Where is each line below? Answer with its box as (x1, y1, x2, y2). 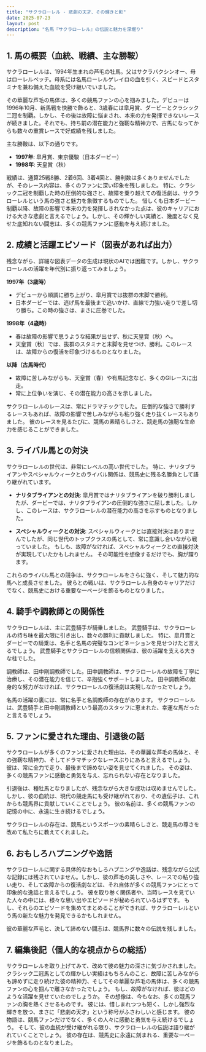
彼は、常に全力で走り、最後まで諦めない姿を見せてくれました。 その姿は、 (6, 764, 196, 772)
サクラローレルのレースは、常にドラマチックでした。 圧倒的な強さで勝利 (6, 402, 191, 409)
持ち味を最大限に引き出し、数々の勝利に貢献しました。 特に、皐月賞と (17, 631, 196, 639)
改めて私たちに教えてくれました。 (6, 828, 92, 836)
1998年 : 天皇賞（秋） (15, 161, 69, 168)
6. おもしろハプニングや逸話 (6, 848, 113, 858)
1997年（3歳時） (6, 278, 50, 285)
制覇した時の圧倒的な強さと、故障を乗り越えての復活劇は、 (32, 189, 183, 197)
